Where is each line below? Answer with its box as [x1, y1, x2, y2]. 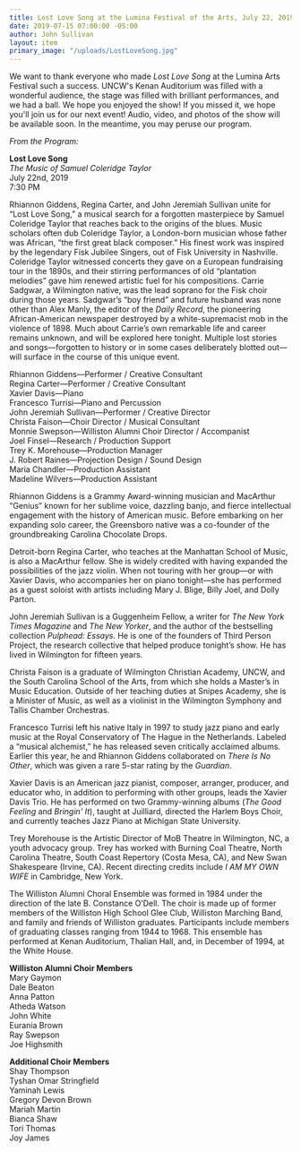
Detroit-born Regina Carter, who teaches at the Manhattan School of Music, [9, 546, 288, 557]
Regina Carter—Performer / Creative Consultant [9, 378, 186, 390]
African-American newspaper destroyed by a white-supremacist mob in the [9, 314, 288, 324]
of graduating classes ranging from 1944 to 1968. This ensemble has [9, 926, 262, 937]
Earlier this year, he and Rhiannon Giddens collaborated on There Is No [9, 751, 271, 761]
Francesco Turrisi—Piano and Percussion [9, 398, 162, 408]
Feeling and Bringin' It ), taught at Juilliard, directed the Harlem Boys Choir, [9, 806, 284, 817]
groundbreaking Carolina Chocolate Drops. [9, 529, 168, 540]
